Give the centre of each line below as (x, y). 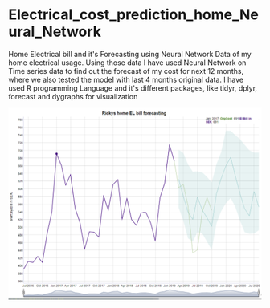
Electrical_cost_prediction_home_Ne (134, 15)
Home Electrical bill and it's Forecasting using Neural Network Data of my (130, 54)
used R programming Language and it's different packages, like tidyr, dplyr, (133, 88)
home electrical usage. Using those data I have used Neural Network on (127, 63)
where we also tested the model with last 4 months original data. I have (126, 79)
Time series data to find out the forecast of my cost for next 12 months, (126, 71)
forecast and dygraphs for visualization (73, 96)
